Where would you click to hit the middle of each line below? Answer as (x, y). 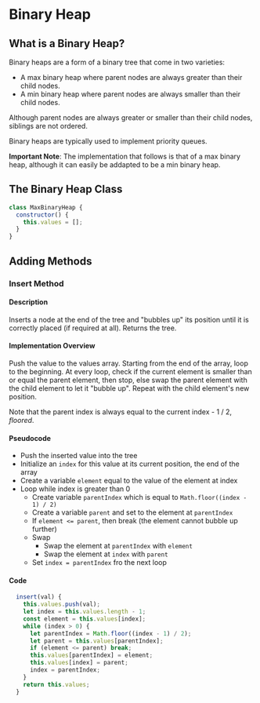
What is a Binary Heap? (67, 44)
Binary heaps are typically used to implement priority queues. (108, 141)
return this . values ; (56, 684)
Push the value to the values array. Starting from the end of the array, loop (129, 363)
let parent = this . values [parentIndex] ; (96, 641)
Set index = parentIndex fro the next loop (99, 563)
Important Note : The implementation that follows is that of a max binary (125, 156)
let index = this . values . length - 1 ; (85, 612)
